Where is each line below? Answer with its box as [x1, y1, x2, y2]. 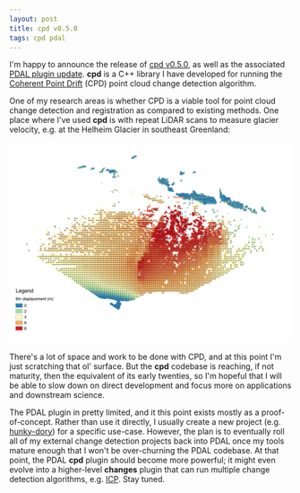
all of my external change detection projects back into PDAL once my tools [9, 436, 285, 446]
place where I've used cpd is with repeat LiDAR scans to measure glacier [9, 115, 279, 126]
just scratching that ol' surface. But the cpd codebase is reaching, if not [9, 360, 275, 372]
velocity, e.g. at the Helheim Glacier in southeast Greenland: [9, 124, 231, 135]
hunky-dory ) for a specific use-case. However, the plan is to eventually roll [9, 426, 285, 436]
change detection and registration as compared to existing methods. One [9, 105, 279, 116]
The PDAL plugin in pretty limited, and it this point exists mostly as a [9, 407, 260, 418]
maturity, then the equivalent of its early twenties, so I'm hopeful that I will [9, 370, 282, 381]
